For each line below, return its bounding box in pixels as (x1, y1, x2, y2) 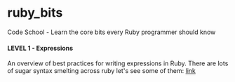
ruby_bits (7, 5, 63, 21)
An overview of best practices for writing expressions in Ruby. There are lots (7, 59, 229, 67)
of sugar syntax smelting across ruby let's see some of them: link (7, 67, 196, 75)
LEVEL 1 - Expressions (7, 44, 74, 52)
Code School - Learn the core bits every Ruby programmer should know (7, 28, 216, 36)
